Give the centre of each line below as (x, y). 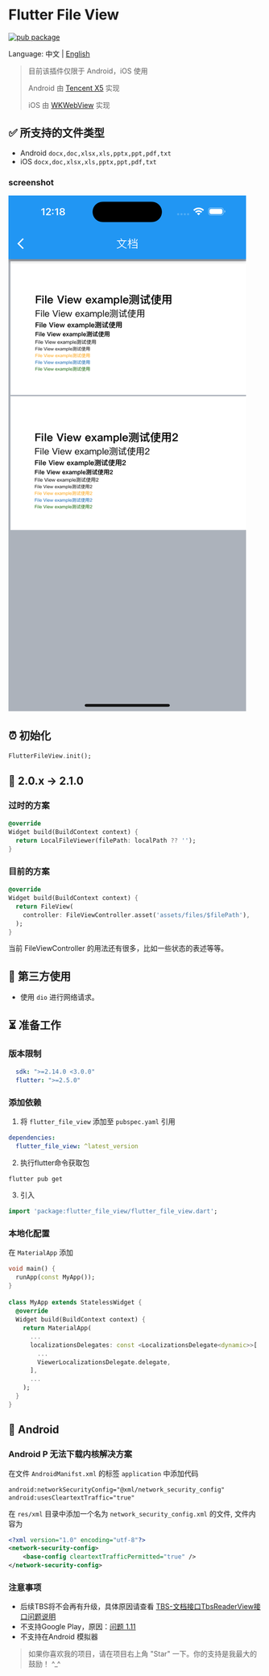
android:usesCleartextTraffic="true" (72, 1498)
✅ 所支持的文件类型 (56, 133)
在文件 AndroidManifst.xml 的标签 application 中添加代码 (103, 1473)
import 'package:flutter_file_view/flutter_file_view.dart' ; (113, 1211)
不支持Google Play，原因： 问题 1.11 (78, 1627)
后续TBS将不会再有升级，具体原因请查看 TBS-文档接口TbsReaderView (137, 1607)
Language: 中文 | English (49, 53)
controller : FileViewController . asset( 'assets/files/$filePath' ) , (137, 915)
